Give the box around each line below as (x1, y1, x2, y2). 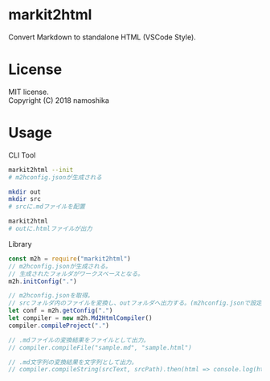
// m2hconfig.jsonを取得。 (8, 292, 94, 300)
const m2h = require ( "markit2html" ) (8, 255, 131, 263)
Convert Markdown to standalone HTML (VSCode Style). (8, 32, 197, 42)
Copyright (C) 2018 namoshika (8, 95, 110, 105)
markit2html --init (8, 166, 74, 174)
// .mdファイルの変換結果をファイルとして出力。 (8, 336, 150, 344)
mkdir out (8, 187, 42, 196)
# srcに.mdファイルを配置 (8, 203, 86, 211)
